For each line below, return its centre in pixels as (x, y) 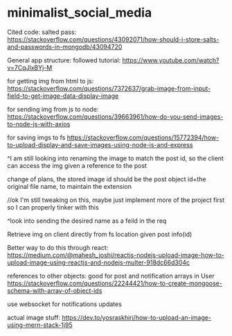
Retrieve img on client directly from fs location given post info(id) (100, 234)
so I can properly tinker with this (53, 207)
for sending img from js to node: (53, 109)
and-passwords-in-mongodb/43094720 (65, 47)
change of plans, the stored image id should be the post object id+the (107, 179)
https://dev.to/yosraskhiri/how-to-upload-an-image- (136, 317)
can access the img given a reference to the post (77, 165)
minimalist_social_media (80, 13)
